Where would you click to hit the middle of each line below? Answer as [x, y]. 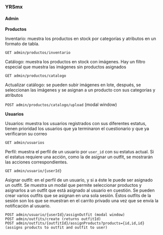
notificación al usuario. [28, 206]
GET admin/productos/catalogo [36, 76]
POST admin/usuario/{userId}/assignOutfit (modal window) [65, 215]
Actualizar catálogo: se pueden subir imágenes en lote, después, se [73, 85]
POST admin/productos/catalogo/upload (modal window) [61, 105]
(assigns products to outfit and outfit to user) [56, 228]
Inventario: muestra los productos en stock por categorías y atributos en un [81, 39]
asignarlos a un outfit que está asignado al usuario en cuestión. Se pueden [80, 190]
